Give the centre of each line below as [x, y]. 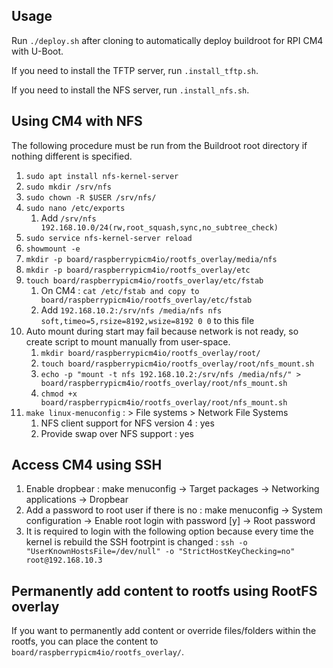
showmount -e [53, 249]
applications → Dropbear [77, 500]
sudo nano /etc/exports [75, 208]
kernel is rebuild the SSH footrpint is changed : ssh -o [136, 542]
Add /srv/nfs [68, 218]
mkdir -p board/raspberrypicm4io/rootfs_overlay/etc [138, 270]
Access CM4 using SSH [87, 465]
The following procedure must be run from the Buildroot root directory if [159, 145]
